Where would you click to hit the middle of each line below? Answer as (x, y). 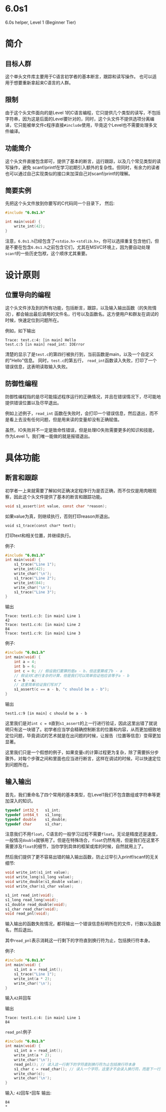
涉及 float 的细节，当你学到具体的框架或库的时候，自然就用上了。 (80, 846)
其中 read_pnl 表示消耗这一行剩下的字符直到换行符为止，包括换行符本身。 (79, 940)
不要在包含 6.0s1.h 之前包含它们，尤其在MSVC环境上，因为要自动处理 (80, 247)
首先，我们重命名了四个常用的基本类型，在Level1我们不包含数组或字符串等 (81, 794)
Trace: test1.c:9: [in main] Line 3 (43, 633)
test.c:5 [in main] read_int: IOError (45, 344)
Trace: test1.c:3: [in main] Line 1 (43, 616)
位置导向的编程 (28, 295)
